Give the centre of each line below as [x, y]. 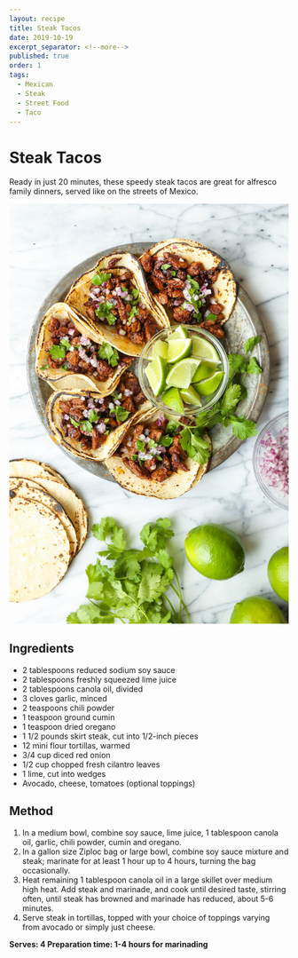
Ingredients [42, 649]
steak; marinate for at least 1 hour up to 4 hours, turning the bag [139, 860]
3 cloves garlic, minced [65, 698]
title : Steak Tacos [45, 28]
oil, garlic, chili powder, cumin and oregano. [102, 842]
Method [31, 811]
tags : [19, 75]
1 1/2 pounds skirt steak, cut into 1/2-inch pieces [110, 736]
